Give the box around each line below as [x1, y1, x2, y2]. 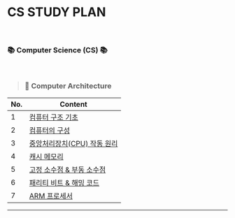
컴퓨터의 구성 [29, 125, 70, 135]
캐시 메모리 [29, 152, 64, 161]
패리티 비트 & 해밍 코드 [29, 177, 100, 187]
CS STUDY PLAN [7, 4, 106, 20]
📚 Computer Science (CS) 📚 [7, 45, 108, 54]
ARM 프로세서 [29, 191, 73, 201]
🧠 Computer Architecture [24, 81, 112, 91]
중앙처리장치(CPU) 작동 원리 [29, 138, 118, 148]
